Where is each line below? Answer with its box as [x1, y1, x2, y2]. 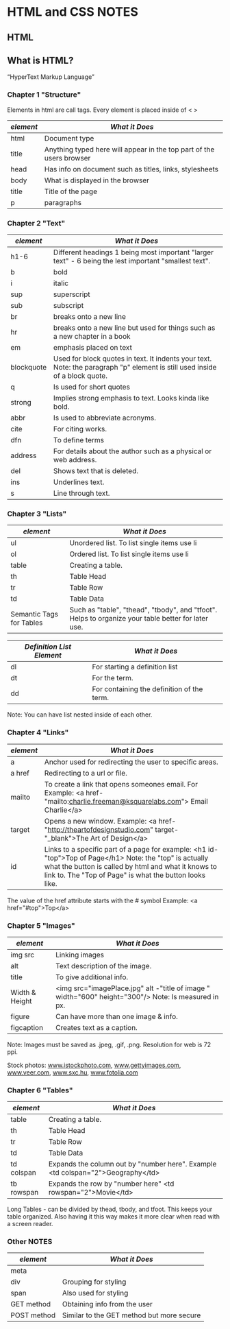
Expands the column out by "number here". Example [48, 1160, 217, 1169]
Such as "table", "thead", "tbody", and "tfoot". [69, 605, 218, 614]
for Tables [10, 618, 43, 627]
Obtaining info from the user [62, 1300, 153, 1309]
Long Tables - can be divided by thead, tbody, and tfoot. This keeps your [7, 1205, 213, 1214]
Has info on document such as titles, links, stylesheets [44, 164, 219, 173]
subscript [53, 300, 84, 310]
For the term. [92, 673, 133, 683]
